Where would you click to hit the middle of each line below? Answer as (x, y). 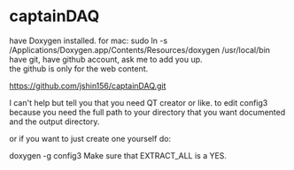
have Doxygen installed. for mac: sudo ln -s (89, 41)
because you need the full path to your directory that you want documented (147, 112)
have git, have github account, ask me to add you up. (106, 59)
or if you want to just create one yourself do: (90, 138)
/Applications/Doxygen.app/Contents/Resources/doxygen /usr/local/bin (140, 49)
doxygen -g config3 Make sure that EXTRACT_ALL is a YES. (118, 155)
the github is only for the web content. (79, 69)
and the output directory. (54, 122)
